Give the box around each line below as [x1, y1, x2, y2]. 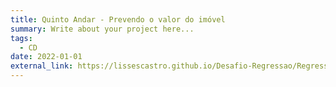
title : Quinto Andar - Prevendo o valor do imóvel [10, 14, 226, 25]
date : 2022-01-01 [10, 52, 83, 62]
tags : [10, 33, 33, 43]
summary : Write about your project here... [10, 24, 195, 34]
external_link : [10, 61, 74, 71]
